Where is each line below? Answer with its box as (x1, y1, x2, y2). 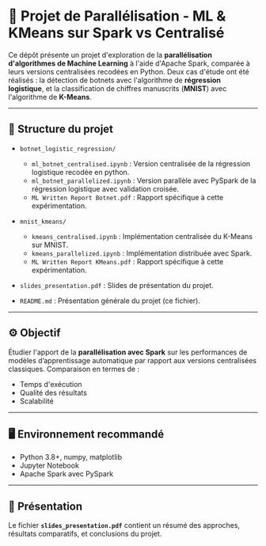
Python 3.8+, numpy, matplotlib (19, 453, 123, 462)
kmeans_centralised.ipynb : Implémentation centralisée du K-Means (31, 231, 253, 241)
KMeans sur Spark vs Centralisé (8, 24, 225, 42)
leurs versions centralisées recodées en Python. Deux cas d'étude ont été (8, 66, 249, 76)
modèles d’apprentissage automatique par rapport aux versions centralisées (8, 355, 257, 365)
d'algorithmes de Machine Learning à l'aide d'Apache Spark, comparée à (8, 59, 251, 68)
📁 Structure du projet (8, 123, 113, 136)
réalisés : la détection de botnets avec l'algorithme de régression (8, 75, 222, 85)
